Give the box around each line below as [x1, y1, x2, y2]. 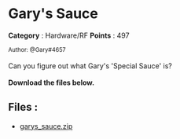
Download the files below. [8, 78, 95, 87]
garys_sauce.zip [19, 121, 73, 130]
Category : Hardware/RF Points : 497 [8, 31, 130, 40]
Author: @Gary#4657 [8, 46, 66, 53]
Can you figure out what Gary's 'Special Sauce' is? [8, 60, 173, 71]
